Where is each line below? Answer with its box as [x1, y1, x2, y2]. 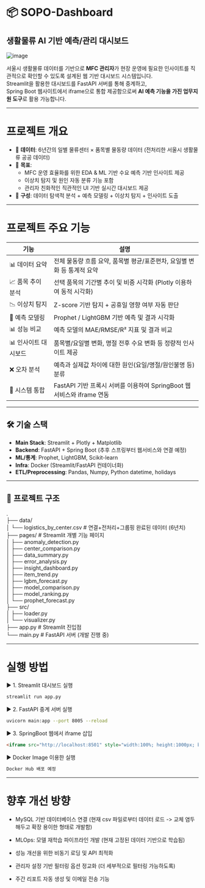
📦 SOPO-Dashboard [6, 6, 113, 20]
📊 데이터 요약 [9, 260, 48, 269]
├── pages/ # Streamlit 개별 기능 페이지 [6, 531, 105, 538]
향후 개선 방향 [6, 794, 71, 808]
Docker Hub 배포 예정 [6, 766, 56, 772]
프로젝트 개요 [6, 125, 68, 139]
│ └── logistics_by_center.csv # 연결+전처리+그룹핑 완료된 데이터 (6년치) [6, 524, 186, 531]
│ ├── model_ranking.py [6, 590, 69, 597]
